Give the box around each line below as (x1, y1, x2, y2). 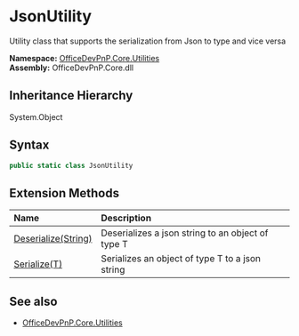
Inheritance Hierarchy (9, 88, 133, 103)
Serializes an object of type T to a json (101, 252, 261, 265)
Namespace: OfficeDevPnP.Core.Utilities (9, 52, 160, 63)
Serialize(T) (13, 258, 63, 270)
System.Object (9, 111, 63, 122)
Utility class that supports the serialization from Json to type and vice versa (9, 36, 287, 46)
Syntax (9, 138, 50, 153)
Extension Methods (9, 185, 120, 201)
